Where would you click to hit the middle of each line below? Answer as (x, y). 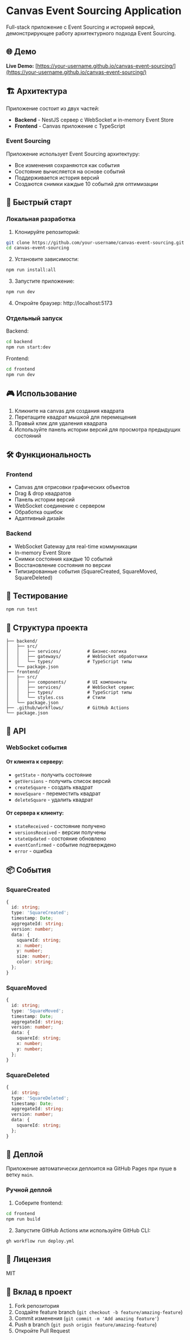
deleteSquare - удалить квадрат (54, 799)
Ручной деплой (29, 1190)
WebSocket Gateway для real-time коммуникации (76, 546)
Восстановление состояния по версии (63, 565)
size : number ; (34, 956)
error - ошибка (33, 851)
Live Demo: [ (22, 66)
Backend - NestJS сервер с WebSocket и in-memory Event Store (94, 120)
